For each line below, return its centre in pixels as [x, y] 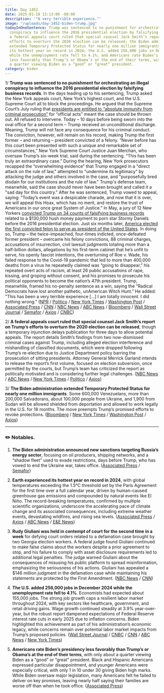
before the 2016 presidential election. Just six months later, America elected [82, 223]
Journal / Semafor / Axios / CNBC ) [40, 312]
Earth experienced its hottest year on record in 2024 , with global [79, 480]
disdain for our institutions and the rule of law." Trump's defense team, [76, 182]
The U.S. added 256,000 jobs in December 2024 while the [72, 588]
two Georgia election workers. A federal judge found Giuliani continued [83, 542]
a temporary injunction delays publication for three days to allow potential [79, 332]
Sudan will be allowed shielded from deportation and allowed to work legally [82, 404]
